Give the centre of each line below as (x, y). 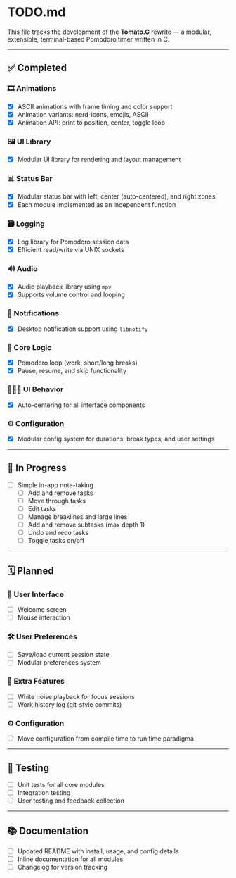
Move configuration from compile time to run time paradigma (106, 739)
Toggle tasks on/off (56, 541)
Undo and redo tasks (58, 533)
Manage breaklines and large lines (78, 517)
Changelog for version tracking (62, 867)
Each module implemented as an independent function (97, 204)
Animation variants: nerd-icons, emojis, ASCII (83, 114)
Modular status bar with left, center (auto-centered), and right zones (116, 196)
